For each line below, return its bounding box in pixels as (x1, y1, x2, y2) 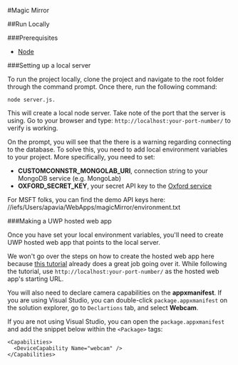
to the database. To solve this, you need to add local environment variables (7, 145, 228, 154)
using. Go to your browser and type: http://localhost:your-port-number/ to (7, 117, 232, 125)
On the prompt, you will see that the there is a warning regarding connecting (7, 138, 232, 146)
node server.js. (7, 96, 56, 103)
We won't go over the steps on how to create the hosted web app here (7, 252, 215, 260)
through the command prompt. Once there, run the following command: (7, 83, 217, 91)
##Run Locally (7, 20, 50, 28)
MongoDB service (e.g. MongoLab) (17, 174, 121, 182)
